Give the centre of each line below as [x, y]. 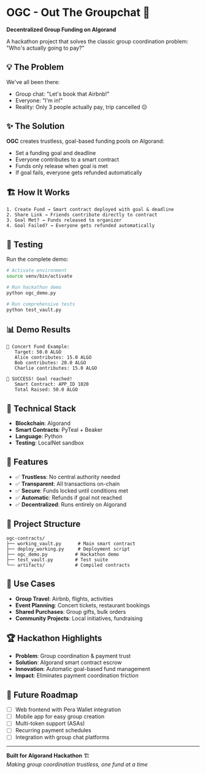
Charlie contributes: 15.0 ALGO [56, 368]
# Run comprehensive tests [41, 304]
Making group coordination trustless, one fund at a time [77, 764]
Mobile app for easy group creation [60, 716]
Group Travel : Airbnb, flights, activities [64, 599]
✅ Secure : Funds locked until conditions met [72, 491]
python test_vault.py [34, 310]
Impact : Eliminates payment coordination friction [77, 676]
